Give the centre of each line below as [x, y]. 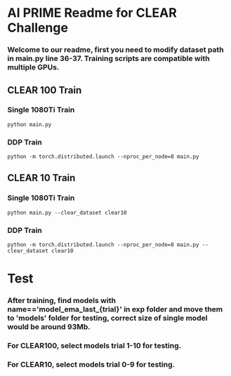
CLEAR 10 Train [41, 178]
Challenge [38, 28]
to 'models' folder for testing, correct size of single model [107, 318]
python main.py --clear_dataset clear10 [67, 213]
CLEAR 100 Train [45, 90]
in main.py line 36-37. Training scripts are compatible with [108, 59]
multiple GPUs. [33, 67]
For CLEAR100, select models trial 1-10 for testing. [94, 346]
